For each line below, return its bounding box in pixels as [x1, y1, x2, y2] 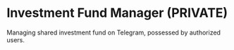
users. [6, 35, 25, 44]
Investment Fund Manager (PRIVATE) [6, 5, 228, 21]
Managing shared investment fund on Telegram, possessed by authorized [6, 28, 221, 37]
